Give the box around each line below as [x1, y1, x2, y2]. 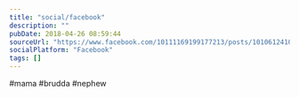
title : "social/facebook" [9, 12, 105, 22]
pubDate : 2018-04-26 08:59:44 [9, 29, 122, 38]
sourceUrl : [9, 37, 50, 47]
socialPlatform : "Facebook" [9, 46, 114, 55]
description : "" [9, 21, 69, 30]
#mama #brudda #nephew [9, 78, 107, 88]
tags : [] [9, 54, 42, 63]
